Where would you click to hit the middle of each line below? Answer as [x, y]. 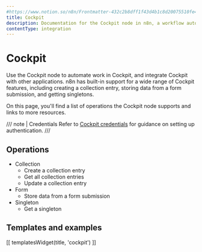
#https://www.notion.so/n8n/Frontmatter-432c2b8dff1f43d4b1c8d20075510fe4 [102, 12]
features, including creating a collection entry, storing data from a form [94, 88]
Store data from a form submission [67, 196]
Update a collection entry [55, 183]
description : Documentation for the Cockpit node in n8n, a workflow [95, 23]
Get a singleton [43, 209]
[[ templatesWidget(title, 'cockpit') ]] [51, 242]
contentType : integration [38, 29]
